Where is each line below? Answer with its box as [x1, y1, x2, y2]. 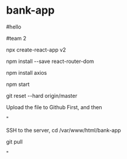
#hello [6, 23, 22, 30]
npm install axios [6, 69, 47, 76]
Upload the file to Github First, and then [6, 103, 102, 110]
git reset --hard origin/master [6, 92, 78, 99]
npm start [6, 81, 30, 88]
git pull [6, 138, 23, 145]
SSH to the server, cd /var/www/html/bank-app [6, 126, 121, 133]
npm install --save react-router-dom [6, 58, 95, 65]
